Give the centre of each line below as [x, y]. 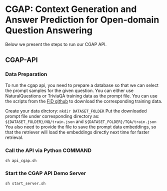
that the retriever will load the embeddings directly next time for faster [77, 132]
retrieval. [14, 137]
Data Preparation [26, 74]
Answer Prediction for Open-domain [82, 20]
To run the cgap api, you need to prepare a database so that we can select [82, 85]
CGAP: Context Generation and [71, 9]
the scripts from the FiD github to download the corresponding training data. [84, 101]
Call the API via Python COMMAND [48, 150]
